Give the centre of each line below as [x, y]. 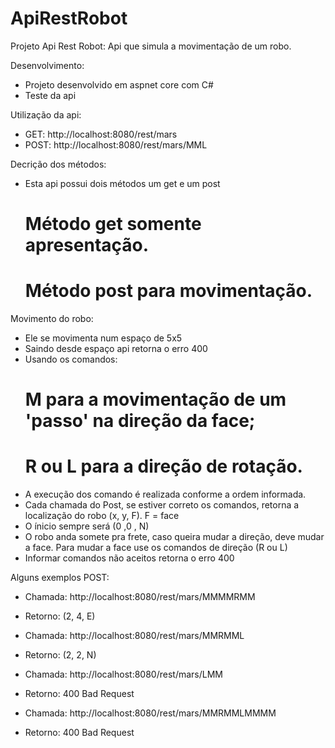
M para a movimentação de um [155, 399]
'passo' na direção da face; [140, 421]
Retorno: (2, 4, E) [60, 616]
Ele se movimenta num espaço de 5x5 [103, 338]
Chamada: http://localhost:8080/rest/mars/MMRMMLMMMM [150, 713]
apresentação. [87, 245]
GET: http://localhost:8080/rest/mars [101, 134]
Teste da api [50, 95]
